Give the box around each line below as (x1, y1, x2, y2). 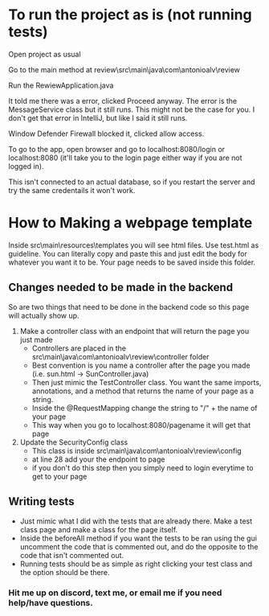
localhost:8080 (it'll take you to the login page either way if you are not (8, 153, 243, 162)
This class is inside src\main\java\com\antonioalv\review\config (31, 446, 243, 455)
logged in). (8, 161, 44, 170)
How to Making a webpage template (8, 214, 253, 232)
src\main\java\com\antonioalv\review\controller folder (31, 351, 210, 361)
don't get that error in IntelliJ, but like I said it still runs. (8, 113, 188, 122)
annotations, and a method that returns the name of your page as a (31, 386, 255, 396)
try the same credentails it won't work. (8, 185, 136, 195)
